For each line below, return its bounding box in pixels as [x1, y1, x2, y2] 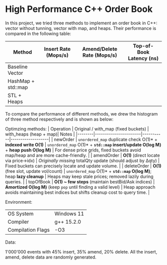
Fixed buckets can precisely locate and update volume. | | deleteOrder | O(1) [5, 163, 162, 169]
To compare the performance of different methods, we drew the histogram [5, 111, 158, 117]
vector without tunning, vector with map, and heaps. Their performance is [5, 25, 157, 31]
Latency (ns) [128, 55, 159, 62]
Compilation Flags [7, 226, 50, 233]
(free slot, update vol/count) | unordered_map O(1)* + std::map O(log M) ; [5, 168, 152, 174]
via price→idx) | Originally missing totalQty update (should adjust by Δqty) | [5, 157, 160, 163]
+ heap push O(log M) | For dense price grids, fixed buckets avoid [5, 147, 141, 153]
